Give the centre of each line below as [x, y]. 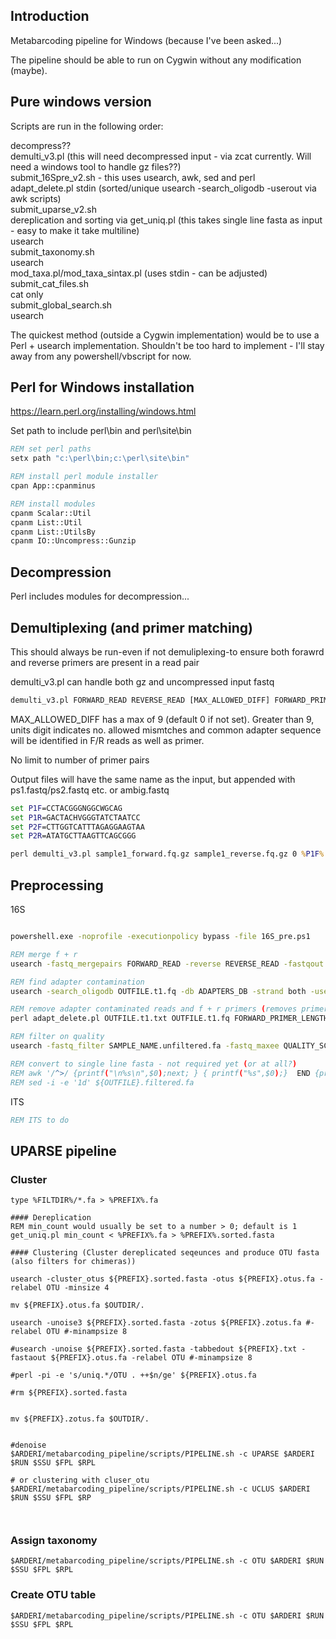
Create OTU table [53, 1595]
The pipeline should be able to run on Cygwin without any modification [156, 60]
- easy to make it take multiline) [75, 230]
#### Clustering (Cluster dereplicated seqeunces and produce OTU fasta [165, 1253]
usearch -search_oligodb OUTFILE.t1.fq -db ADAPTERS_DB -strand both [158, 991]
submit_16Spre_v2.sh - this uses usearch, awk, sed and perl [133, 177]
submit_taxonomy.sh [52, 251]
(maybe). [29, 70]
